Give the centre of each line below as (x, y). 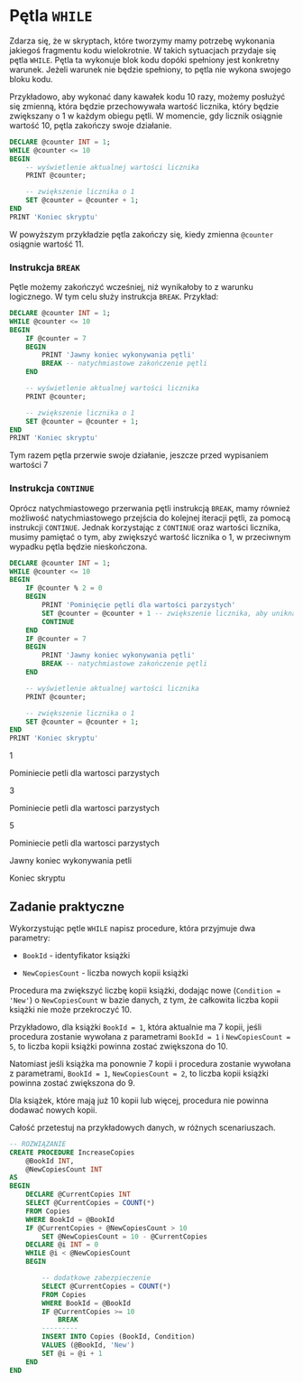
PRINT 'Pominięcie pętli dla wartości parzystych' (139, 605)
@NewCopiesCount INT (64, 1169)
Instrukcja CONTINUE (52, 489)
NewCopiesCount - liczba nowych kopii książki (106, 973)
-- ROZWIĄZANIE (38, 1144)
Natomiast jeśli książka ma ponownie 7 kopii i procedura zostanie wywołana (150, 1063)
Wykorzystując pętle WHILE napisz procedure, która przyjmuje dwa (133, 928)
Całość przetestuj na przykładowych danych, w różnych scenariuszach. (143, 1127)
